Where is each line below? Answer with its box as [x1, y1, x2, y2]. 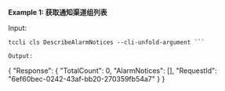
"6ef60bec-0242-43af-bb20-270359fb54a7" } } [8, 75, 165, 83]
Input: [8, 24, 27, 32]
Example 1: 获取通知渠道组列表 [8, 8, 107, 16]
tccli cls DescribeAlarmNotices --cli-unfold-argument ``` [8, 38, 205, 46]
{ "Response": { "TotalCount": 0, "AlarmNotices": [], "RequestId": [8, 66, 217, 75]
